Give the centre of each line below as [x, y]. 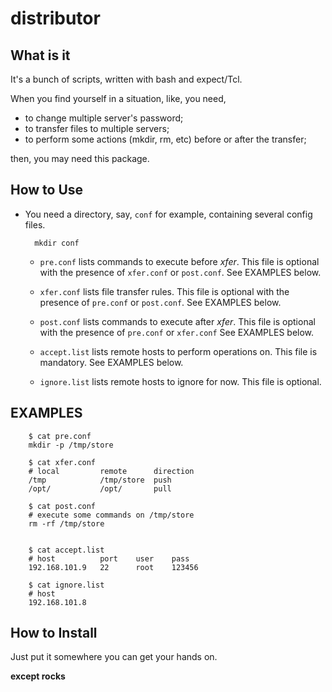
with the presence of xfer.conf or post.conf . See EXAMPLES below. [180, 272]
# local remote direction [111, 471]
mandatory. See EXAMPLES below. [111, 362]
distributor [55, 18]
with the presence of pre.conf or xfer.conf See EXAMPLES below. [177, 332]
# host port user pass [109, 558]
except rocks [38, 676]
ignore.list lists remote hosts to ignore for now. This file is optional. [180, 381]
